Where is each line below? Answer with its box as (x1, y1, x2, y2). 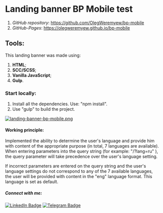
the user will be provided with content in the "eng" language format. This (5, 174, 152, 180)
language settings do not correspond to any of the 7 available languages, (5, 168, 153, 174)
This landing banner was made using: (5, 52, 81, 58)
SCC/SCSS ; (12, 67, 37, 73)
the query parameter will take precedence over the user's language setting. (5, 153, 158, 159)
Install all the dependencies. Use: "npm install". (12, 101, 108, 107)
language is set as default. (5, 179, 58, 185)
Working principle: (5, 127, 44, 133)
